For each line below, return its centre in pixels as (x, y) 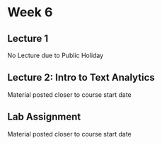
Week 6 (30, 12)
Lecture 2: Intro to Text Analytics (81, 77)
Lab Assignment (44, 117)
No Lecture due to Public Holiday (56, 55)
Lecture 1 (28, 39)
